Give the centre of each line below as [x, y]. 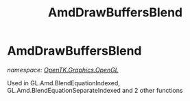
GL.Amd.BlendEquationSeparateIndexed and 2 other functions [95, 90]
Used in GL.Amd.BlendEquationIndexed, [63, 83]
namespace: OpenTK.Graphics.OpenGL [63, 70]
